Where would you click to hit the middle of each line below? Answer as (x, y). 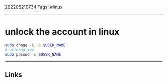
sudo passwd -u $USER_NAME (33, 54)
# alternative (20, 50)
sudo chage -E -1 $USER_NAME (35, 45)
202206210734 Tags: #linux (34, 7)
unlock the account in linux (62, 32)
